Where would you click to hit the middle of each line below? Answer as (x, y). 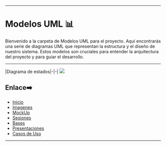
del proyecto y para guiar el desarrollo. (44, 57)
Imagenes (22, 107)
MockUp (21, 112)
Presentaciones (28, 128)
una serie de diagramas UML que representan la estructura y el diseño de (80, 46)
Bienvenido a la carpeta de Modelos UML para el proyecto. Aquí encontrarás (83, 41)
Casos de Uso (26, 133)
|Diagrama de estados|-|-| (32, 72)
